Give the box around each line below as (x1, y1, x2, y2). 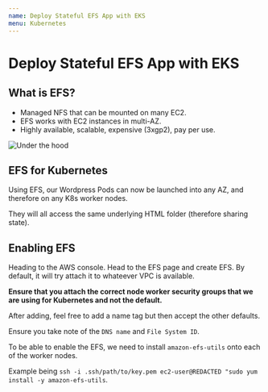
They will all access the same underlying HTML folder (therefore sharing (8, 209, 249, 219)
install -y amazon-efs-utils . (8, 375, 109, 385)
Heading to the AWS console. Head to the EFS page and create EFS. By (8, 263, 245, 273)
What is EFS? (8, 86, 76, 100)
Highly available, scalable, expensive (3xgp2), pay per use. (19, 124, 216, 134)
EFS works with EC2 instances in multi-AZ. (19, 116, 162, 126)
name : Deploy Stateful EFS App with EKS (8, 11, 146, 20)
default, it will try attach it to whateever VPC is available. (8, 271, 195, 281)
